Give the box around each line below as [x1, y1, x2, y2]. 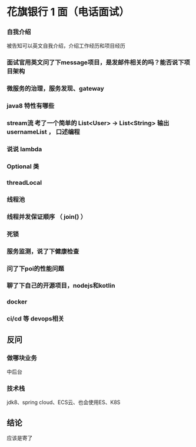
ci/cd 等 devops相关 [6, 315, 64, 323]
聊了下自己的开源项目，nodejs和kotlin [6, 282, 115, 290]
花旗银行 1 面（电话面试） [6, 5, 130, 19]
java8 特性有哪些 [6, 102, 55, 110]
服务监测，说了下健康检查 [6, 247, 79, 255]
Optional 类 [6, 162, 39, 171]
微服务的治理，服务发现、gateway [6, 85, 105, 93]
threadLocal [6, 178, 42, 186]
